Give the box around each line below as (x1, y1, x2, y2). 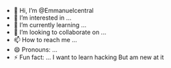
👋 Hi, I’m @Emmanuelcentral (13, 7, 94, 14)
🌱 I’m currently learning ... (13, 21, 87, 29)
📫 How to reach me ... (13, 36, 77, 44)
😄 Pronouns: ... (13, 46, 58, 54)
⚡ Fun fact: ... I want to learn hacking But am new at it (13, 53, 164, 61)
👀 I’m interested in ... (13, 14, 72, 22)
